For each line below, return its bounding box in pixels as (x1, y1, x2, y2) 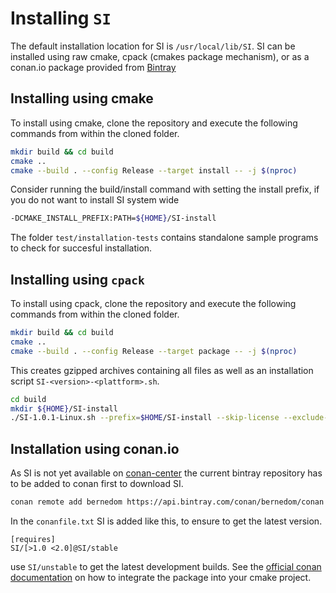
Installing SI (10, 7, 112, 30)
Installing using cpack (10, 271, 145, 288)
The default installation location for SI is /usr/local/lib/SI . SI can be (10, 40, 296, 52)
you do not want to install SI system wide (10, 194, 180, 206)
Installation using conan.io (10, 440, 180, 457)
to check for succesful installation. (10, 242, 153, 254)
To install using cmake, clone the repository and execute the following (10, 117, 298, 129)
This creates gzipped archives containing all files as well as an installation (10, 364, 314, 376)
